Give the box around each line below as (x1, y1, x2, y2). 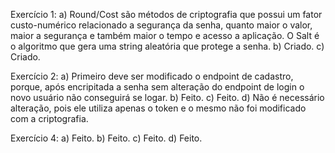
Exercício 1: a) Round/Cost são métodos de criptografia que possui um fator (10, 9, 323, 20)
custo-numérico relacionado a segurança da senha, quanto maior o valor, (10, 19, 313, 31)
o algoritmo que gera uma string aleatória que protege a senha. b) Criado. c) (10, 40, 325, 52)
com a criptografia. (10, 113, 89, 124)
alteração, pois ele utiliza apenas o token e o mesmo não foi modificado (10, 102, 307, 114)
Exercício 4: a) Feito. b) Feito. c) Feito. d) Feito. (10, 132, 203, 144)
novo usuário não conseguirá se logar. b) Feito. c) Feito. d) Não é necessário (10, 92, 325, 103)
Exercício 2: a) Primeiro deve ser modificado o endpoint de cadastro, (10, 70, 294, 82)
